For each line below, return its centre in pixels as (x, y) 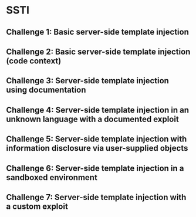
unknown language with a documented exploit (92, 119)
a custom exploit (37, 206)
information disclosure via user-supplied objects (97, 148)
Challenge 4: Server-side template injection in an (98, 110)
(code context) (34, 61)
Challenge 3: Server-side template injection (87, 81)
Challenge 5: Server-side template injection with (97, 139)
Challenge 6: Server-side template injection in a (95, 168)
